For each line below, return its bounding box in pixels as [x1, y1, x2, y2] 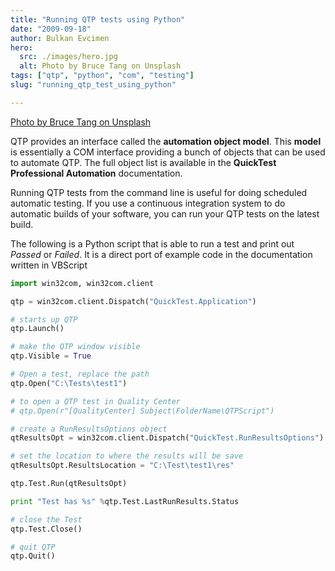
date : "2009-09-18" [10, 24, 92, 34]
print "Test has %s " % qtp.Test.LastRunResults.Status [10, 496, 240, 506]
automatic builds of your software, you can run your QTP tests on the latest [10, 207, 320, 220]
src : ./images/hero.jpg [19, 52, 118, 62]
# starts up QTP [10, 314, 78, 325]
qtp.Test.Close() [10, 524, 83, 534]
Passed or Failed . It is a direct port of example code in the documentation [10, 248, 313, 260]
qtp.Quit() [10, 551, 56, 561]
